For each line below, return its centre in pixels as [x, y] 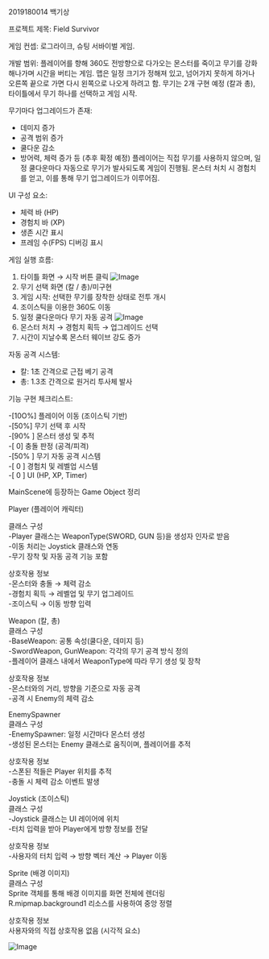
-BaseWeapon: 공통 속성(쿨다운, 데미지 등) [76, 641]
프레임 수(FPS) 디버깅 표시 [61, 243]
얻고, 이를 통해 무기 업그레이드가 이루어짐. [94, 178]
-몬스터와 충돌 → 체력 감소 [50, 583]
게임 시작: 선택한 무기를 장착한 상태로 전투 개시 [93, 297]
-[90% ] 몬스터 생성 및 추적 [52, 436]
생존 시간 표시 [41, 232]
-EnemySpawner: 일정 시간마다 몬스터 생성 [77, 734]
